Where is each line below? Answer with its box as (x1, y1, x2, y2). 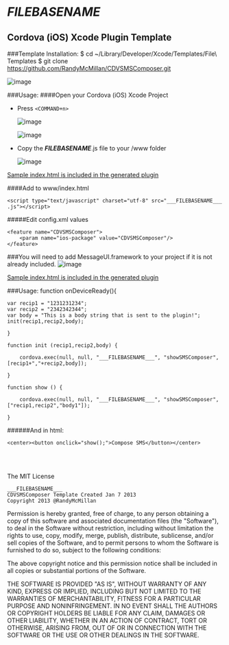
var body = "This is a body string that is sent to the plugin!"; (7, 312, 201, 319)
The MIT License (7, 472, 55, 480)
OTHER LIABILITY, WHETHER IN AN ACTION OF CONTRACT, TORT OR (7, 616, 207, 624)
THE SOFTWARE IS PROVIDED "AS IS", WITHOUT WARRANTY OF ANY (7, 580, 207, 588)
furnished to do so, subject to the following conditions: (7, 546, 161, 554)
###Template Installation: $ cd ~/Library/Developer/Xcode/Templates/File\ (7, 49, 217, 58)
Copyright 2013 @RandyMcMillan (7, 497, 97, 504)
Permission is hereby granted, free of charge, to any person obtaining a (7, 510, 209, 517)
